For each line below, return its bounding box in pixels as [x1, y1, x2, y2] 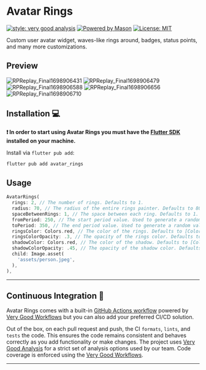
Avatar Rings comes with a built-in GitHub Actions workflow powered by [6, 307, 189, 314]
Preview [6, 61, 39, 71]
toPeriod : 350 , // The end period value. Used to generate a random [12, 222, 191, 228]
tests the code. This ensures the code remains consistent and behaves [6, 332, 187, 339]
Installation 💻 [6, 108, 61, 119]
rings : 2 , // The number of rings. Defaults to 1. [12, 200, 144, 206]
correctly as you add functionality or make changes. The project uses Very [6, 338, 195, 345]
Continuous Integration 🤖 [6, 290, 104, 301]
